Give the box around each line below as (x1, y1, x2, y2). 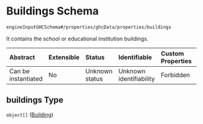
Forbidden (161, 70, 190, 79)
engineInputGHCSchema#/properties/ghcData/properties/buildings (6, 24, 172, 30)
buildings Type (6, 95, 63, 105)
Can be (9, 67, 30, 75)
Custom (161, 49, 184, 58)
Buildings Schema (6, 4, 99, 18)
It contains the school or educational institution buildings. (6, 35, 149, 42)
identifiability (118, 74, 155, 82)
